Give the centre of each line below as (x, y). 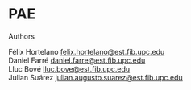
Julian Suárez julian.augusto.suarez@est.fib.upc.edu (95, 77)
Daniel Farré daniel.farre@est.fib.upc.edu (77, 60)
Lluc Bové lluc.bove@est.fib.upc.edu (69, 68)
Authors (21, 36)
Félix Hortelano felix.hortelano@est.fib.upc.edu (87, 51)
